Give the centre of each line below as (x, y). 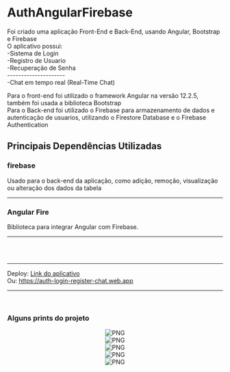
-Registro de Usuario (37, 60)
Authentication (28, 124)
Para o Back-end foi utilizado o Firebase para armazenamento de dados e (111, 110)
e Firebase (22, 38)
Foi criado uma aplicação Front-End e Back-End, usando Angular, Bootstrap (114, 31)
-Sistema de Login (33, 53)
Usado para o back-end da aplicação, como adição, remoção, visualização (113, 181)
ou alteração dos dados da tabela (54, 188)
